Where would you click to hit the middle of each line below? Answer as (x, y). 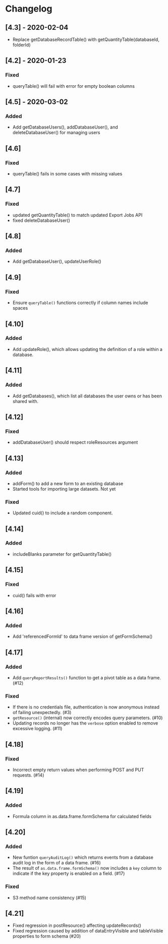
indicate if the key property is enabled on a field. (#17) (69, 873)
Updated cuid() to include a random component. (63, 513)
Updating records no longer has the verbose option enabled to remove (85, 723)
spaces (20, 308)
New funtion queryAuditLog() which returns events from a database (83, 857)
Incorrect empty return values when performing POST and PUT (78, 770)
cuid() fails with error (34, 595)
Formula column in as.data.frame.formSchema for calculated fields (82, 816)
